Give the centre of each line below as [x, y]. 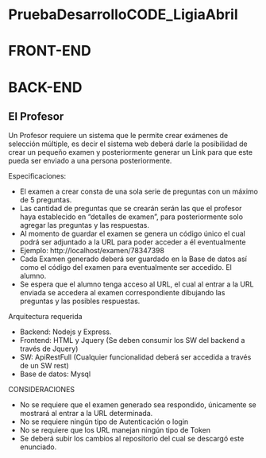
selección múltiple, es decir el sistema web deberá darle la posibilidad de [128, 144]
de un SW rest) [44, 366]
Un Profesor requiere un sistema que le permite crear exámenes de [118, 136]
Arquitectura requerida [45, 317]
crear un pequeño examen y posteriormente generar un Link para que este [130, 152]
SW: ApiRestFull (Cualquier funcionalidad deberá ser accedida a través [135, 357]
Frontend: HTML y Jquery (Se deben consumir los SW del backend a [132, 341]
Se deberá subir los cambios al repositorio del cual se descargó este [132, 439]
